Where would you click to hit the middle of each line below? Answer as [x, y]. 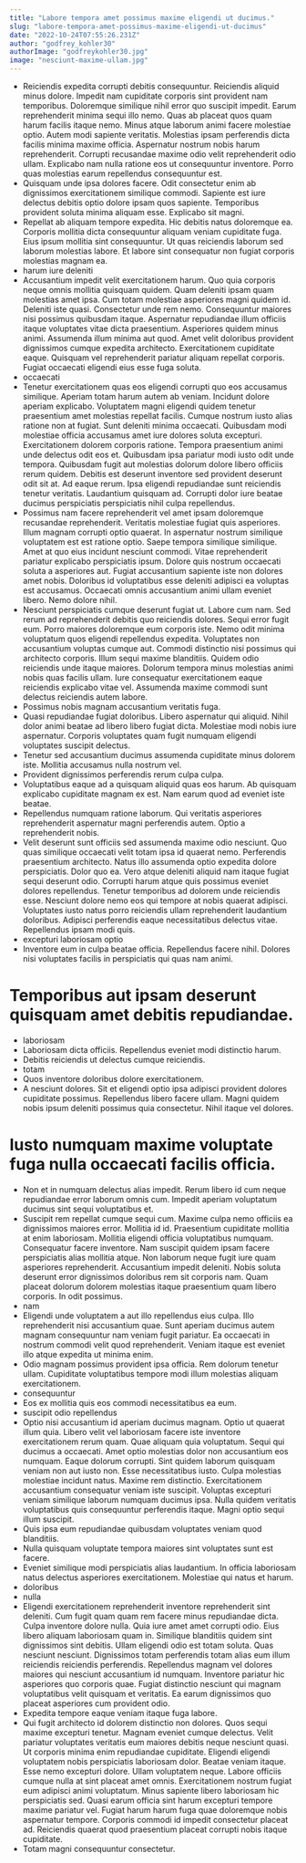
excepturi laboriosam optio [73, 939]
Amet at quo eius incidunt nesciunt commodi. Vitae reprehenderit [145, 552]
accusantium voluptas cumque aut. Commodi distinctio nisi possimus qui [159, 648]
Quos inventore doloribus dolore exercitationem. [113, 1078]
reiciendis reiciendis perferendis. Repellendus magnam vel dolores [148, 1664]
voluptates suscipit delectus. [76, 745]
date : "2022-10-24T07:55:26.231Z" [75, 35]
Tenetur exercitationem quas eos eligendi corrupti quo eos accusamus [155, 387]
